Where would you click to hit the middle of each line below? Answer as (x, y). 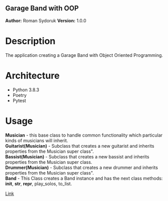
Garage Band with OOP (42, 8)
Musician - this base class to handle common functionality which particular (84, 135)
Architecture (32, 75)
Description (30, 41)
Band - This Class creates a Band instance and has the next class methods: (84, 178)
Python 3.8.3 (26, 90)
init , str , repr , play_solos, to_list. (39, 183)
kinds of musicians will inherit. (37, 140)
